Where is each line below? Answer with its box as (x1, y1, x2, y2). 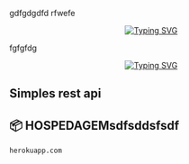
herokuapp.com (9, 146, 63, 156)
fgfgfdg (9, 42, 38, 53)
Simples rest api (9, 86, 102, 102)
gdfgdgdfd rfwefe (9, 8, 76, 18)
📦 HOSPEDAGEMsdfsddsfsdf (9, 117, 180, 133)
